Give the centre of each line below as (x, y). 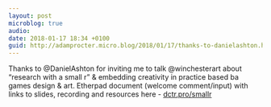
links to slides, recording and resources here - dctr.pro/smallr (110, 94)
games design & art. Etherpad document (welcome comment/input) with (128, 86)
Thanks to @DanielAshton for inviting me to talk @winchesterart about (125, 68)
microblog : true (35, 23)
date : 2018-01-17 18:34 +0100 (59, 38)
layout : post (30, 16)
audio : (19, 31)
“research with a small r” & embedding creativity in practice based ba (124, 77)
